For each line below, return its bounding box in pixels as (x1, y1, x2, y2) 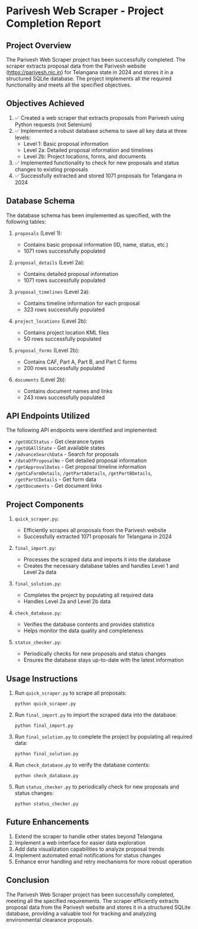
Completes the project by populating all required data (23, 591, 154, 599)
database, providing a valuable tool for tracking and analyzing (6, 909, 157, 917)
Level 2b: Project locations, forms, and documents (23, 152, 147, 160)
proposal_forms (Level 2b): (14, 346, 80, 354)
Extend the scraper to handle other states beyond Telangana (14, 832, 163, 840)
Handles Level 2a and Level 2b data (23, 598, 111, 605)
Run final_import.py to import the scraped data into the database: (14, 711, 177, 718)
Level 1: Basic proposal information (23, 140, 109, 147)
